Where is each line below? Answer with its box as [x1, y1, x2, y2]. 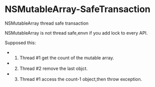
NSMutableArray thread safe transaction [5, 20, 89, 26]
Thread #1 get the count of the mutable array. [19, 54, 114, 61]
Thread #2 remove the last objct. [19, 65, 88, 71]
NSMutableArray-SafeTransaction [5, 4, 151, 15]
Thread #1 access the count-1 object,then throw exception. [19, 76, 142, 82]
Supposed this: [5, 39, 36, 46]
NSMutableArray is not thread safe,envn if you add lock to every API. [5, 30, 148, 36]
